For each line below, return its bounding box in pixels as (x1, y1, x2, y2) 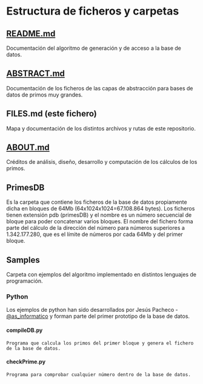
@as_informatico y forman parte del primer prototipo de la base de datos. (6, 312, 190, 320)
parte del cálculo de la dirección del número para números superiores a (6, 224, 185, 232)
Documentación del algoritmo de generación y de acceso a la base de (6, 44, 182, 52)
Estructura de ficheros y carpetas (6, 4, 179, 18)
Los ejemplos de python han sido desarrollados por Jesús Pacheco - (6, 306, 179, 314)
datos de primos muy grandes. (6, 91, 83, 98)
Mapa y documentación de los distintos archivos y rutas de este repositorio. (6, 124, 196, 132)
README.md (6, 29, 56, 39)
